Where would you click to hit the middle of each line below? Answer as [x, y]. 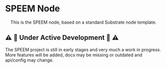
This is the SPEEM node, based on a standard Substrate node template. [83, 22]
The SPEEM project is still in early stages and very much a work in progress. [83, 49]
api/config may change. [29, 60]
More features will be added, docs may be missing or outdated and [74, 55]
